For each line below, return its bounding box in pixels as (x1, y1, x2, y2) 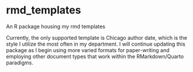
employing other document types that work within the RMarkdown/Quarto (6, 53, 184, 60)
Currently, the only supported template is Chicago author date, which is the (6, 34, 187, 41)
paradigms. (6, 59, 33, 66)
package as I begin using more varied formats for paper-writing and (6, 46, 170, 53)
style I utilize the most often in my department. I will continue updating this (6, 40, 185, 47)
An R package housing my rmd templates (6, 23, 105, 30)
